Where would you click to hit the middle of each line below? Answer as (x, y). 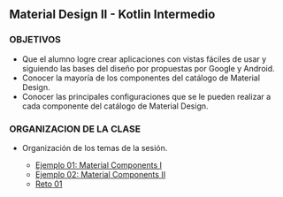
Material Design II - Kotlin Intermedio (112, 15)
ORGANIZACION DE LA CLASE (75, 129)
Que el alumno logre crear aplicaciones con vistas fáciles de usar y (144, 59)
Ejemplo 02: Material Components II (100, 174)
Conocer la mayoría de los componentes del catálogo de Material (141, 78)
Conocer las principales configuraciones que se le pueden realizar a (146, 96)
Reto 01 (49, 184)
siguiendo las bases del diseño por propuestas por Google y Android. (149, 68)
